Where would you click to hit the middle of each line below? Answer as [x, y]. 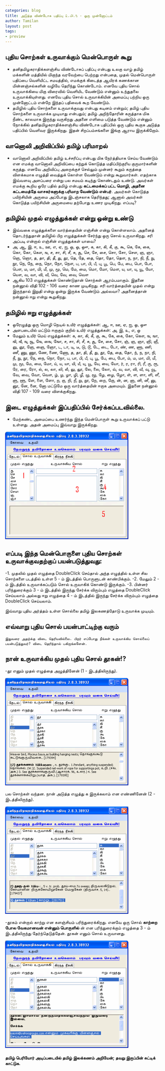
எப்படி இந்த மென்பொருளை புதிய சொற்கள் [64, 554]
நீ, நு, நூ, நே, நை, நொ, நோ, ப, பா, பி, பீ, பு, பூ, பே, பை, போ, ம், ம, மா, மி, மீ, [84, 358]
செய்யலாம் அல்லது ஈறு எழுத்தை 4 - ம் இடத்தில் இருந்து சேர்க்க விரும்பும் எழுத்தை [82, 595]
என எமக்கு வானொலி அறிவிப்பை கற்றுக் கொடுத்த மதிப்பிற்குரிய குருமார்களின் [85, 164]
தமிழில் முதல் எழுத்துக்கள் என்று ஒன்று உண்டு [69, 218]
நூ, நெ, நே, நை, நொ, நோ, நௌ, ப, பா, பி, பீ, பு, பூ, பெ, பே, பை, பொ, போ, [83, 263]
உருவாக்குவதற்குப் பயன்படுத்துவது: [54, 561]
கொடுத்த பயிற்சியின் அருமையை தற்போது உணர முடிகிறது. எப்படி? [74, 202]
